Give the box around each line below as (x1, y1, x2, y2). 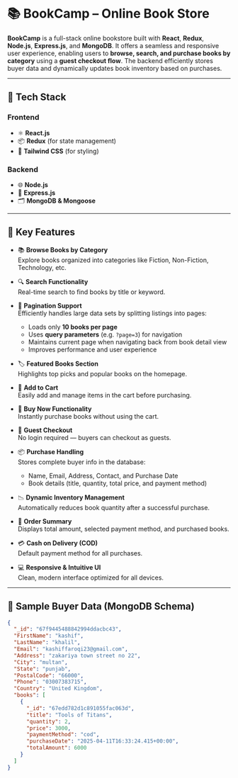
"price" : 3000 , (25, 724, 72, 732)
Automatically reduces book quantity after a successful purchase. (17, 503, 210, 512)
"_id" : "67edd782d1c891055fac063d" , (25, 704, 135, 712)
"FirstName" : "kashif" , (13, 632, 84, 640)
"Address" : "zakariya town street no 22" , (13, 652, 141, 659)
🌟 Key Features (7, 226, 76, 238)
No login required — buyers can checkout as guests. (17, 433, 171, 441)
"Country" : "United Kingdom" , (13, 685, 103, 692)
